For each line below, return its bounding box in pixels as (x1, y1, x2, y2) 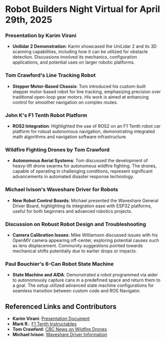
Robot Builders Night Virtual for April (5, 4, 161, 15)
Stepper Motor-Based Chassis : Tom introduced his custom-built (12, 83, 146, 89)
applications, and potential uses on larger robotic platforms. (12, 59, 135, 66)
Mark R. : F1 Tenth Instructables (12, 321, 77, 327)
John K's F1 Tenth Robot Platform (5, 112, 87, 119)
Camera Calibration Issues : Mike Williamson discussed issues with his (12, 232, 158, 238)
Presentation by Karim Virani (5, 32, 76, 39)
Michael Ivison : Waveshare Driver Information (12, 331, 108, 337)
